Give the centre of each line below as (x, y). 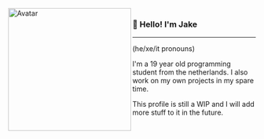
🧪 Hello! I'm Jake (165, 24)
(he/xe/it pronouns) (163, 49)
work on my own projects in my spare (193, 81)
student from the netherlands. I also (190, 72)
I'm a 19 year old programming (182, 64)
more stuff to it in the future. (178, 112)
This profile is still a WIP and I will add (194, 104)
